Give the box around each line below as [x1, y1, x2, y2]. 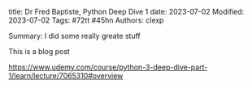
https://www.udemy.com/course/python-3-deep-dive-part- [8, 62, 208, 72]
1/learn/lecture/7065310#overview [8, 71, 124, 80]
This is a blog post [8, 47, 71, 56]
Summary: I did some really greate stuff [8, 31, 141, 40]
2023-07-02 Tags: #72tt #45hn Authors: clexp [8, 15, 164, 25]
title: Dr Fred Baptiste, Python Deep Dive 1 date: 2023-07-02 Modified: [8, 7, 245, 16]
